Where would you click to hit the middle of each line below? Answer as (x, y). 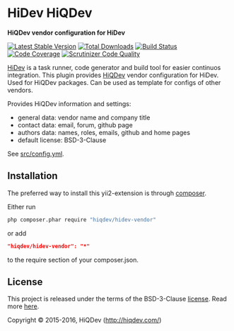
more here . (23, 306)
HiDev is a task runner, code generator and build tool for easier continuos (114, 67)
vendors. (20, 90)
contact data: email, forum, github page (75, 124)
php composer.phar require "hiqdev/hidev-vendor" (82, 220)
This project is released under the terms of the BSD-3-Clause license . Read (117, 299)
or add (17, 233)
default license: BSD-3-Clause (62, 140)
